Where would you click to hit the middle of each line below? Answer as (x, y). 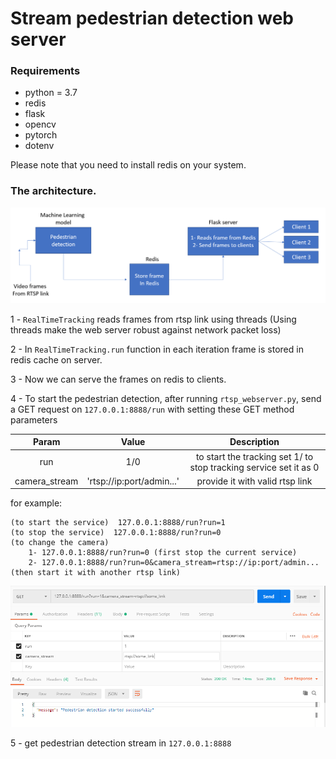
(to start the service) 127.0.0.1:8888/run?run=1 (118, 523)
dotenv (39, 146)
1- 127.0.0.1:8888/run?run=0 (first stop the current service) (163, 553)
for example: (36, 503)
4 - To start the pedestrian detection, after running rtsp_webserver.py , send (166, 398)
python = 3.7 (51, 93)
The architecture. (53, 191)
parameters (34, 419)
